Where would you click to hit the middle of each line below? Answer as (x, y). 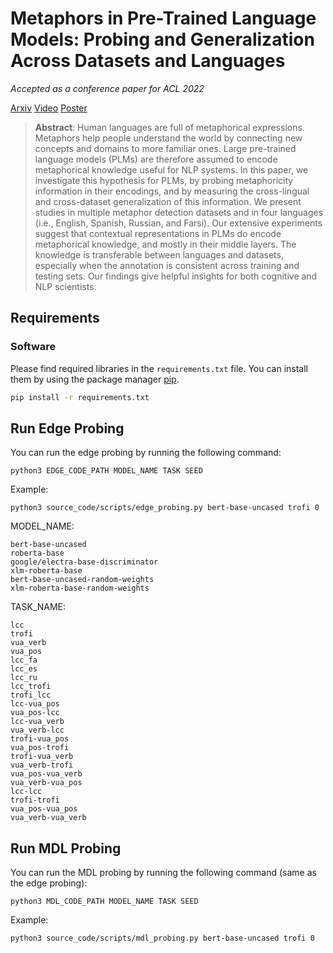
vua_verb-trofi (42, 765)
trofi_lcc (31, 695)
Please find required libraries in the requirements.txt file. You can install (159, 368)
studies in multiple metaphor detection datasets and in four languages (179, 212)
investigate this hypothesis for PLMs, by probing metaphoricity (164, 180)
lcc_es (24, 669)
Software (33, 347)
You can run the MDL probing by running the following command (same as (163, 873)
